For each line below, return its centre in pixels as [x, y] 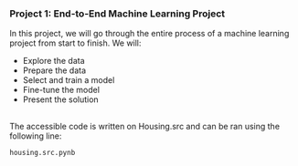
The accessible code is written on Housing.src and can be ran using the [145, 126]
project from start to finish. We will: [75, 43]
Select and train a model [69, 80]
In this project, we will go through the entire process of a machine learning [149, 34]
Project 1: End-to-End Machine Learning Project [117, 14]
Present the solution [60, 99]
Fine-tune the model [61, 90]
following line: [36, 136]
